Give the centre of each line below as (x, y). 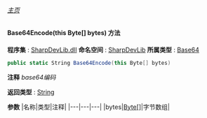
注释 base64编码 (32, 77)
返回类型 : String (31, 92)
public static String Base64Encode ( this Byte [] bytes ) (89, 63)
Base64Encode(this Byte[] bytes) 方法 (64, 33)
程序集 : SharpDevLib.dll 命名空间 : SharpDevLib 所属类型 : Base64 (103, 50)
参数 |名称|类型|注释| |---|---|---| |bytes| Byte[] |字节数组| (89, 107)
